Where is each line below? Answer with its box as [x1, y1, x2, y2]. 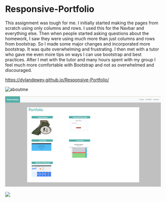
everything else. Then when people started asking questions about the [5, 30, 149, 36]
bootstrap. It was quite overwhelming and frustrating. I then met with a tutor [5, 46, 159, 52]
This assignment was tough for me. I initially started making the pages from [5, 20, 159, 26]
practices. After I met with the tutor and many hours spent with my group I [5, 56, 156, 62]
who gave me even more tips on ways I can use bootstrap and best [5, 51, 142, 57]
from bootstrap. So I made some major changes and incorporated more [5, 41, 151, 47]
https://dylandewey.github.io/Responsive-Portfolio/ [5, 77, 109, 83]
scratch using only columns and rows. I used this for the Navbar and [5, 25, 144, 31]
